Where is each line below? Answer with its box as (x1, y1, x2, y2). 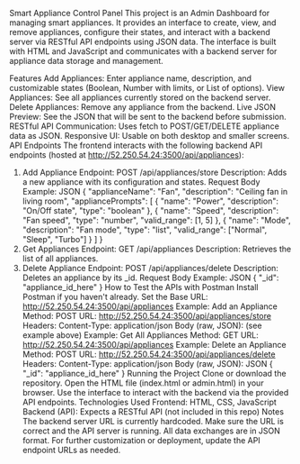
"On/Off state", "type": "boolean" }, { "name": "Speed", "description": (22, 205, 279, 215)
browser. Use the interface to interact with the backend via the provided (22, 387, 289, 397)
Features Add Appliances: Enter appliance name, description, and (9, 73, 252, 84)
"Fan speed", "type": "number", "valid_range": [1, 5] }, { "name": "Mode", (22, 215, 292, 225)
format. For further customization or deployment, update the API (22, 435, 260, 445)
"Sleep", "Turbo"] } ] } (22, 234, 103, 244)
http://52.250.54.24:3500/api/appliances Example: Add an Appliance (22, 301, 278, 312)
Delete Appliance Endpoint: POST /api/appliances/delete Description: (22, 263, 278, 273)
